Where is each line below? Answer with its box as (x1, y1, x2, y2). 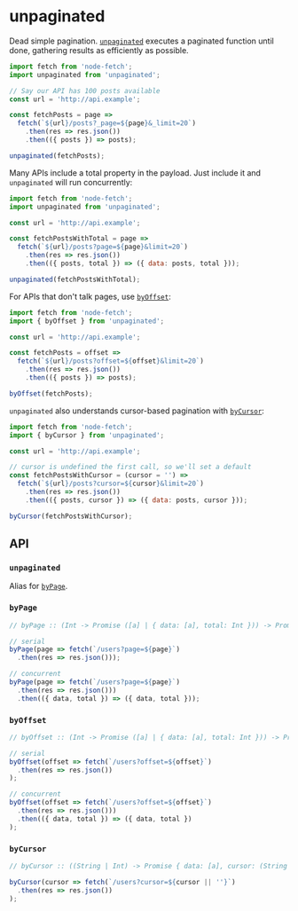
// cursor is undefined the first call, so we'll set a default (9, 463, 252, 472)
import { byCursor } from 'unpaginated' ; (9, 430, 165, 440)
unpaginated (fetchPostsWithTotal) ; (9, 275, 141, 284)
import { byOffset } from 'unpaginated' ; (9, 317, 165, 326)
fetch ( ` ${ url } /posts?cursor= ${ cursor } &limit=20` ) (17, 479, 204, 489)
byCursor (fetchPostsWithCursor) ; (9, 512, 133, 521)
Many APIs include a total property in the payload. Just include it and (9, 167, 262, 178)
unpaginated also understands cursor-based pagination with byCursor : (9, 405, 264, 416)
